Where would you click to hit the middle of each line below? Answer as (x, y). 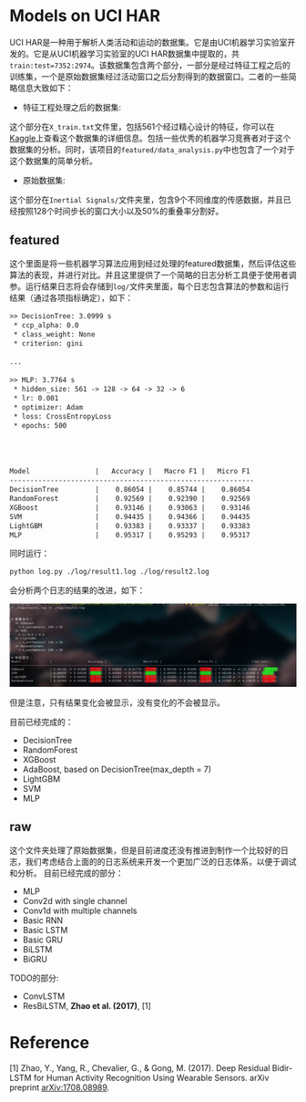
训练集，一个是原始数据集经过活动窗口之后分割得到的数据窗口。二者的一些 (149, 76)
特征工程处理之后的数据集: (71, 107)
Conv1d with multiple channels (80, 910)
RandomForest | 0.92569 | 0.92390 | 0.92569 (130, 498)
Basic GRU (43, 940)
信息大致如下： (45, 88)
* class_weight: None (54, 334)
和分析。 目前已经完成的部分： (66, 873)
